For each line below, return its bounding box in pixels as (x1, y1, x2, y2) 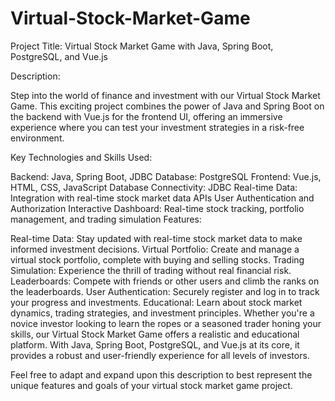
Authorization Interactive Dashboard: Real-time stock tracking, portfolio (10, 202, 305, 214)
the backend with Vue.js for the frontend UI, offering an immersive (10, 110, 283, 122)
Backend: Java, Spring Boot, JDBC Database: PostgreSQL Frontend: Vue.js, (10, 170, 322, 182)
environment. (10, 132, 65, 144)
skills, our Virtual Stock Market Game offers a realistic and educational (10, 328, 300, 340)
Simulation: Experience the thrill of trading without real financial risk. (10, 264, 292, 276)
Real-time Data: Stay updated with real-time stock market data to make (10, 232, 303, 244)
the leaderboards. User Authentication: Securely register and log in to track (10, 285, 320, 297)
